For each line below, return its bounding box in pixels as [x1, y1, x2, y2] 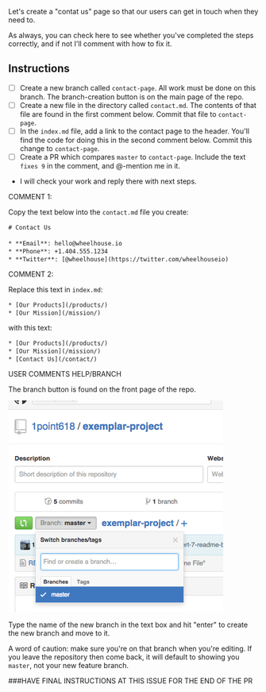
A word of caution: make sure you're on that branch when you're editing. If [8, 644, 253, 654]
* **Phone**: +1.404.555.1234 [8, 248, 109, 256]
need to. [8, 15, 36, 25]
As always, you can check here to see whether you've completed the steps [8, 31, 254, 40]
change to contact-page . [19, 144, 100, 153]
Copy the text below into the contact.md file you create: [8, 207, 189, 217]
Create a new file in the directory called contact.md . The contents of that [19, 100, 256, 110]
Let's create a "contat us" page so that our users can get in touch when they [8, 7, 259, 16]
